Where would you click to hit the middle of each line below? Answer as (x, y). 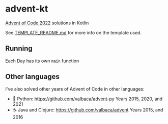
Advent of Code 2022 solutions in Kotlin (47, 23)
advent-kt (27, 9)
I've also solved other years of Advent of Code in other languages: (75, 89)
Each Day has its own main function (42, 61)
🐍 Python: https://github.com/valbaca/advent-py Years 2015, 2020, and (88, 99)
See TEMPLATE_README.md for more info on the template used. (74, 32)
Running (19, 49)
